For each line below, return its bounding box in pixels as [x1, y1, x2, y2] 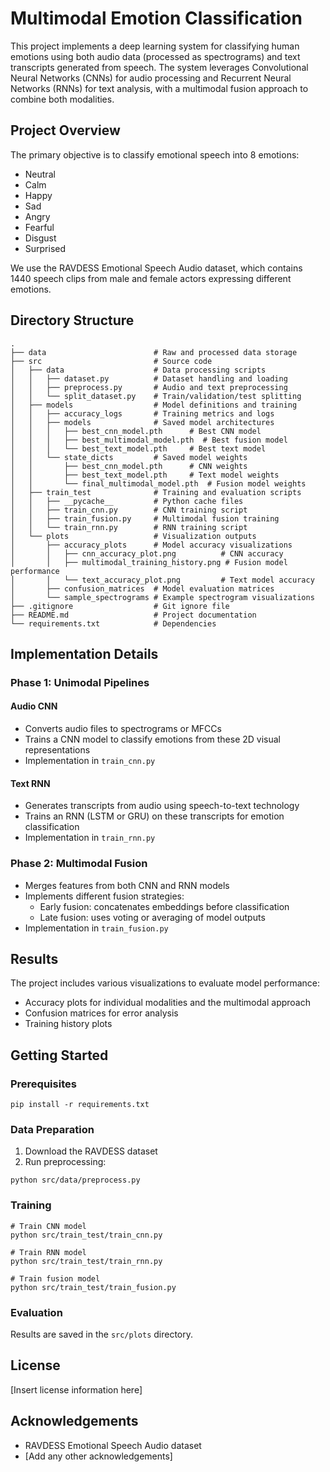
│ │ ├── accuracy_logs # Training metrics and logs [10, 408, 275, 419]
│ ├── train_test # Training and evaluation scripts [10, 487, 302, 497]
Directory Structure [10, 312, 135, 329]
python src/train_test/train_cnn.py [10, 1230, 163, 1240]
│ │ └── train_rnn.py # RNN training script [10, 522, 248, 532]
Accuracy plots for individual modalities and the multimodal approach [24, 997, 311, 1009]
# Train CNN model [10, 1221, 87, 1231]
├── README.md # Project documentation [10, 610, 257, 620]
